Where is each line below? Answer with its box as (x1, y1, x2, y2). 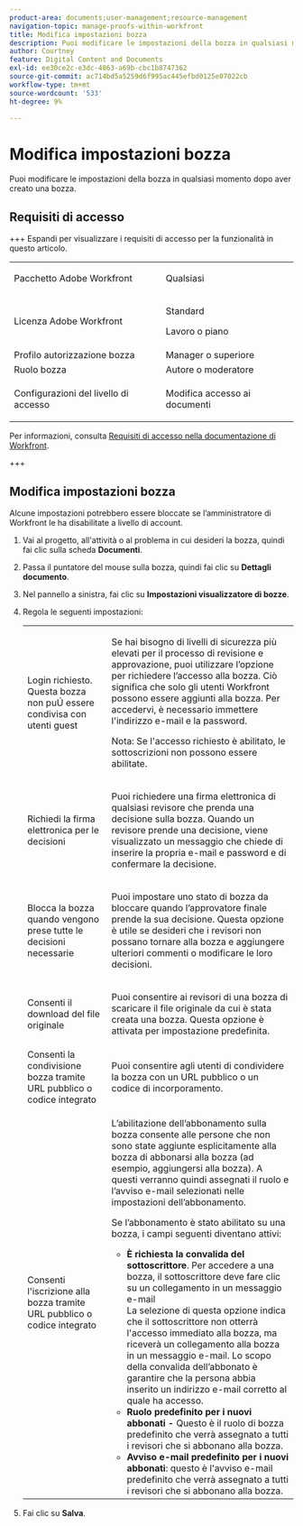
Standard (165, 305, 205, 317)
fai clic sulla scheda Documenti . (22, 544, 142, 555)
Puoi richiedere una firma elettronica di (111, 790, 277, 803)
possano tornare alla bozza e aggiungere (111, 935, 285, 948)
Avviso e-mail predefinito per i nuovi (126, 1450, 289, 1463)
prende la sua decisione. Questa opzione (111, 913, 284, 925)
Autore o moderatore (165, 363, 254, 376)
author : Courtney (9, 47, 75, 56)
